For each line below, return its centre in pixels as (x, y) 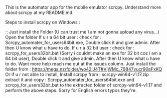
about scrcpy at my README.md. (39, 12)
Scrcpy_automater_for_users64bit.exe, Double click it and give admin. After (83, 42)
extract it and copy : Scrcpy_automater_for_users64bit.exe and (70, 80)
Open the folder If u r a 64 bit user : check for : (53, 37)
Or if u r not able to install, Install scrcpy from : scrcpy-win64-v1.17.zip (77, 74)
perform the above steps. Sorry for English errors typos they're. (71, 90)
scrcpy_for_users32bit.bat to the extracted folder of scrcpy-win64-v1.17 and (83, 85)
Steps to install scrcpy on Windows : (43, 22)
